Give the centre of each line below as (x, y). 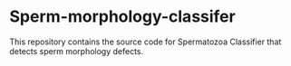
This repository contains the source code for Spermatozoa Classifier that (145, 42)
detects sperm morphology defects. (77, 51)
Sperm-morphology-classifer (122, 17)
